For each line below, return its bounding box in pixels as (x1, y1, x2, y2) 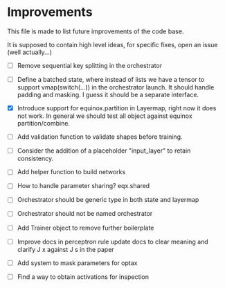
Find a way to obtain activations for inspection (17, 272, 150, 281)
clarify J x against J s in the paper (17, 245, 114, 253)
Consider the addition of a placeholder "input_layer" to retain (17, 146, 191, 155)
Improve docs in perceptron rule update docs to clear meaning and (17, 237, 209, 246)
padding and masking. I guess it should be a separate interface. (17, 91, 199, 99)
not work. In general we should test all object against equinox (17, 112, 192, 120)
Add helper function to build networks (17, 168, 126, 176)
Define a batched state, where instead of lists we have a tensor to (17, 76, 205, 83)
